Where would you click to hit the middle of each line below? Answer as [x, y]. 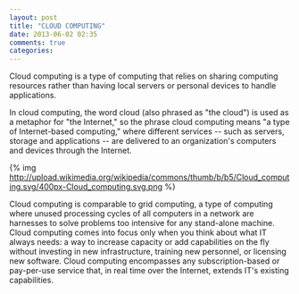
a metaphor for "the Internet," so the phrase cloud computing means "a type [149, 122]
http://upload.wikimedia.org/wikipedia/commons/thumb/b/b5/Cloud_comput [149, 177]
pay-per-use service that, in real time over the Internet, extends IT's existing [149, 271]
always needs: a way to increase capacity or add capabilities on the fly [139, 242]
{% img [23, 168]
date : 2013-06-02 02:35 [54, 34]
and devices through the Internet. [71, 151]
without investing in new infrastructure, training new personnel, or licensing [148, 252]
